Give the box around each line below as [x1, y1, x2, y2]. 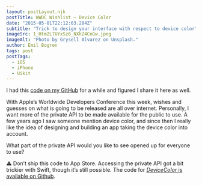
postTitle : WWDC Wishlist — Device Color [6, 14, 112, 20]
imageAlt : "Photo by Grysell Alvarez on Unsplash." [6, 37, 138, 43]
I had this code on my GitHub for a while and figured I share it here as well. [6, 86, 191, 94]
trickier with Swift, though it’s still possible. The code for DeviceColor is [6, 166, 183, 174]
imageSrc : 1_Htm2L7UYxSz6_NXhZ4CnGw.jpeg [6, 31, 112, 37]
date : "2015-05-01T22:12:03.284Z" [6, 20, 93, 26]
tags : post [6, 48, 34, 54]
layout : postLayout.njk [6, 8, 66, 15]
